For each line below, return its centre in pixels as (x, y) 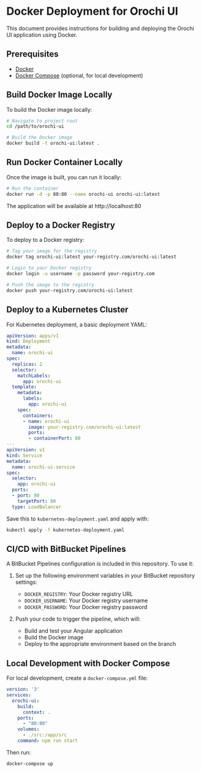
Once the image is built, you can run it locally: (64, 177)
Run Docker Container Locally (65, 162)
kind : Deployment (28, 341)
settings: (26, 582)
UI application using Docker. (42, 34)
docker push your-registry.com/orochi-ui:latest (70, 290)
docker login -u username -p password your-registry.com (81, 274)
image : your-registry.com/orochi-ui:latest (85, 427)
